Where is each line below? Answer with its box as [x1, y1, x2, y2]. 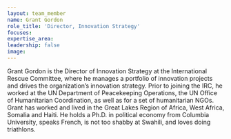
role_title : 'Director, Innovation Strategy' [7, 23, 140, 29]
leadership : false [7, 42, 60, 49]
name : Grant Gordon [7, 16, 63, 23]
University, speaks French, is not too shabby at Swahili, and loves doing [7, 118, 211, 126]
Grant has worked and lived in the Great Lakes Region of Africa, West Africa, [7, 103, 225, 112]
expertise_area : [7, 36, 54, 42]
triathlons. [7, 125, 36, 134]
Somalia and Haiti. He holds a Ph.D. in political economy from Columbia [7, 110, 210, 118]
